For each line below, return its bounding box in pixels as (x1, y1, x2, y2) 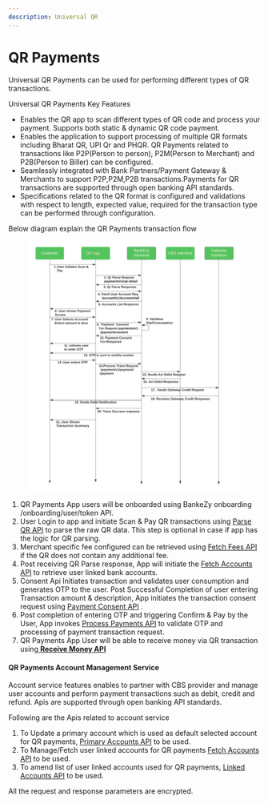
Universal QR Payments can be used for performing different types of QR (8, 74, 250, 84)
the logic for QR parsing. (19, 533, 101, 544)
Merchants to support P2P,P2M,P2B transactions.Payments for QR (19, 174, 239, 183)
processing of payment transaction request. (19, 627, 165, 637)
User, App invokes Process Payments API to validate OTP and (19, 619, 223, 629)
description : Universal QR (8, 13, 98, 21)
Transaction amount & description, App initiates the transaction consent (19, 593, 257, 603)
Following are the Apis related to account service (8, 713, 170, 722)
